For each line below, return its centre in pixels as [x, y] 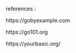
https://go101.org [27, 32]
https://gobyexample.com [38, 20]
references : [21, 9]
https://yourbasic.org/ [33, 44]
